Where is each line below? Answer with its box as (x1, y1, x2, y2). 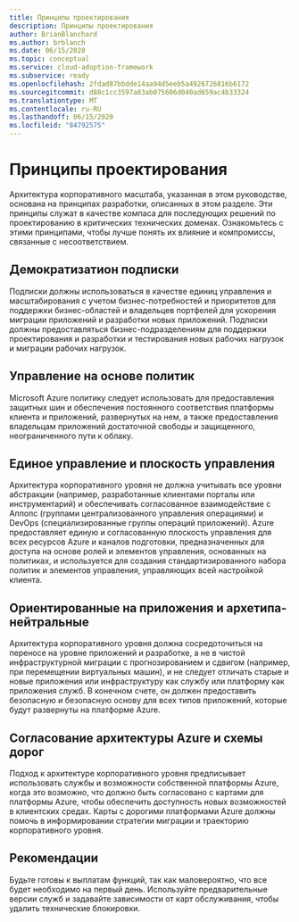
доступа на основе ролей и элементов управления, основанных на (9, 546, 267, 557)
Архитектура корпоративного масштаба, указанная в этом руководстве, (9, 188, 287, 199)
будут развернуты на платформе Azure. (9, 704, 161, 715)
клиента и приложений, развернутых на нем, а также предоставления (9, 411, 278, 422)
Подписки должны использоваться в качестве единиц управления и (9, 286, 272, 296)
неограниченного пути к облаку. (9, 430, 134, 441)
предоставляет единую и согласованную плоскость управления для (9, 527, 272, 538)
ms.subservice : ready (9, 71, 90, 80)
